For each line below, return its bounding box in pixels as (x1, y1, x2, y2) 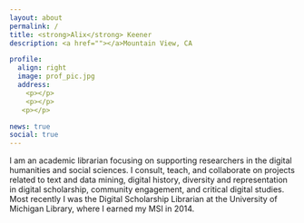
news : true (9, 121, 51, 131)
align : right (17, 63, 67, 73)
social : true (9, 131, 59, 140)
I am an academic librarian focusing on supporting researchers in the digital (9, 155, 292, 166)
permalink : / (9, 22, 59, 31)
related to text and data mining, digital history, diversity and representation (9, 174, 289, 186)
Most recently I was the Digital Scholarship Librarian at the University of (9, 194, 279, 205)
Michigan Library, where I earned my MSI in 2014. (9, 203, 195, 214)
